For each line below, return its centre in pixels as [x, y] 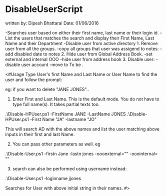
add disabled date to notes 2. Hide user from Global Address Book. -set [79, 54]
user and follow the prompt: [34, 79]
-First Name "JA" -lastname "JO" [63, 119]
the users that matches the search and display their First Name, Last [84, 38]
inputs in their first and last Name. [40, 134]
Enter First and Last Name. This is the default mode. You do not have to [86, 99]
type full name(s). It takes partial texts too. [56, 104]
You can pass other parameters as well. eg [56, 144]
